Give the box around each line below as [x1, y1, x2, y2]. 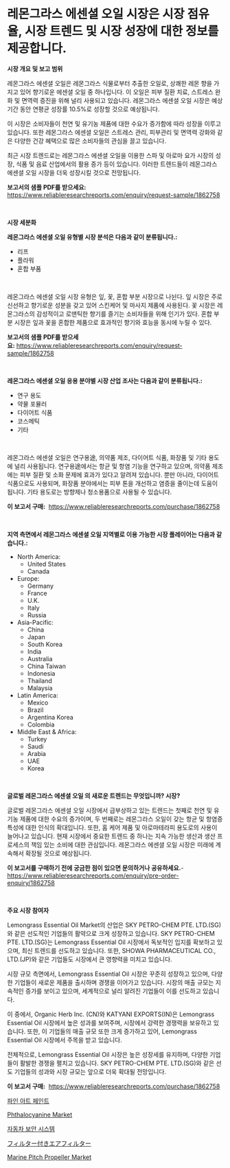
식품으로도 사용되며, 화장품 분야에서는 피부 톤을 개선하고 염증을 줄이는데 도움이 [7, 479, 218, 488]
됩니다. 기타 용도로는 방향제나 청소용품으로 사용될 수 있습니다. [7, 488, 172, 496]
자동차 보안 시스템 [7, 1124, 55, 1133]
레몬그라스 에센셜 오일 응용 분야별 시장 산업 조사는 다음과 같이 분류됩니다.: [7, 376, 203, 385]
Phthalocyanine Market [7, 1110, 73, 1119]
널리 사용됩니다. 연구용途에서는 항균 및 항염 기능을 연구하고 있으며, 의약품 [14, 461, 211, 470]
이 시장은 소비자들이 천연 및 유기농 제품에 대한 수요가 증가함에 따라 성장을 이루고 [7, 119, 222, 128]
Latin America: [16, 691, 58, 699]
